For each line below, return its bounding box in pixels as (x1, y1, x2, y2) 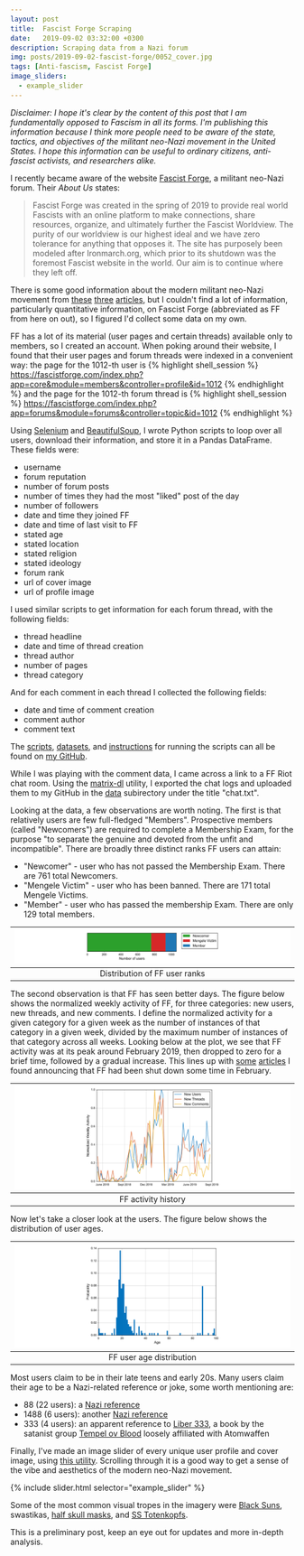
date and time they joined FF (23, 509, 130, 520)
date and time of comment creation (23, 704, 154, 715)
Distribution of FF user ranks (99, 968, 206, 979)
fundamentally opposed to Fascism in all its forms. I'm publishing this (10, 116, 269, 127)
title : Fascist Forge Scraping (10, 23, 132, 33)
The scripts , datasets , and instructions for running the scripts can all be (10, 741, 276, 751)
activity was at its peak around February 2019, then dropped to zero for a (10, 1046, 282, 1057)
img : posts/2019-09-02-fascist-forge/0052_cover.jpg (10, 52, 213, 62)
